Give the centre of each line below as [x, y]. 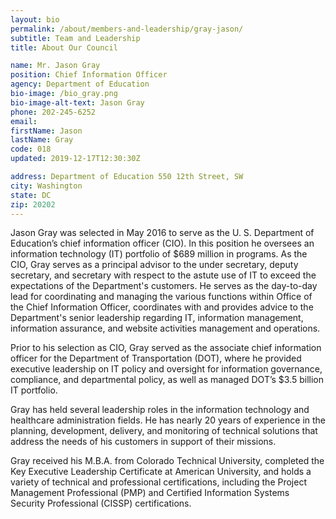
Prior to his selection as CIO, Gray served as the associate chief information [166, 348]
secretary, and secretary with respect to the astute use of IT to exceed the [163, 275]
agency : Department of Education [80, 84]
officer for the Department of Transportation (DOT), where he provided [156, 358]
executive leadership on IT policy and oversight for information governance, [166, 369]
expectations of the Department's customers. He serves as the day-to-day [164, 286]
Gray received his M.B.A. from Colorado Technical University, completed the [167, 461]
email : [24, 121]
